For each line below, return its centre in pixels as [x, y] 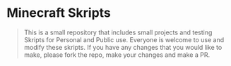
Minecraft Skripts [59, 13]
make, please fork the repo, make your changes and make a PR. [117, 55]
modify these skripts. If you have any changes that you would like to [123, 47]
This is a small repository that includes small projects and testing [118, 32]
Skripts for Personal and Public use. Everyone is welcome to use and [124, 39]
